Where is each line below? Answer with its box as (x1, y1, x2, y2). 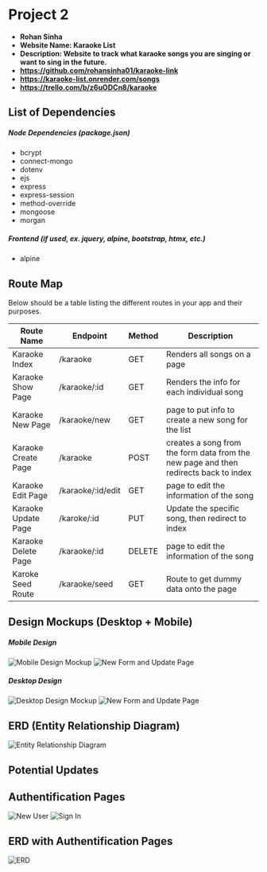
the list (165, 424, 192, 435)
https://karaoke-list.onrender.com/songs (19, 74, 161, 84)
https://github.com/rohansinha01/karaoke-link (19, 65, 179, 75)
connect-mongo (19, 157, 73, 166)
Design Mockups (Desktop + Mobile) (8, 615, 193, 629)
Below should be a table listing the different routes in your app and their (8, 298, 242, 308)
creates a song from (165, 438, 242, 449)
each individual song (165, 387, 244, 398)
